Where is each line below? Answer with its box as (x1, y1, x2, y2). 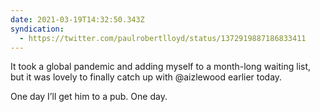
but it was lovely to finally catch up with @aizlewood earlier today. (10, 71, 283, 83)
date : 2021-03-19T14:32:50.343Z (10, 14, 145, 25)
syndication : (10, 24, 65, 34)
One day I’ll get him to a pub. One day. (10, 91, 168, 103)
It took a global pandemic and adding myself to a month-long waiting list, (10, 61, 312, 73)
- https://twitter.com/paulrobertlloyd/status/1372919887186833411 (19, 33, 307, 43)
